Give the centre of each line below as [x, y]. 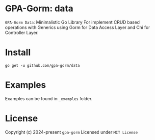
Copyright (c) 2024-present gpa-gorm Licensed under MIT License [72, 132]
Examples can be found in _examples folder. [49, 98]
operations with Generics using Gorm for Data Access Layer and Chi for [78, 27]
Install [18, 53]
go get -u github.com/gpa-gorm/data [42, 65]
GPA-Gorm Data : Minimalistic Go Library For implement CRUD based [72, 22]
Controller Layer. [22, 32]
